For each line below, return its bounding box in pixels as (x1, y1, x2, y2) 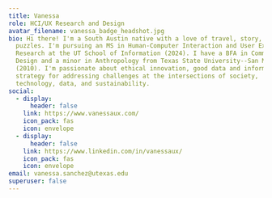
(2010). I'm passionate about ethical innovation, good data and (15, 65, 241, 73)
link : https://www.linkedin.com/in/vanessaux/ (23, 147, 183, 155)
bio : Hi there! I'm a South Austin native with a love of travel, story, (8, 34, 263, 43)
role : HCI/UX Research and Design (8, 19, 125, 27)
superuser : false (8, 177, 67, 186)
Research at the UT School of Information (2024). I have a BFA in (15, 49, 249, 57)
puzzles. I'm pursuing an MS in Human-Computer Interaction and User (15, 42, 255, 50)
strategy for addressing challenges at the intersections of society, (15, 72, 259, 80)
